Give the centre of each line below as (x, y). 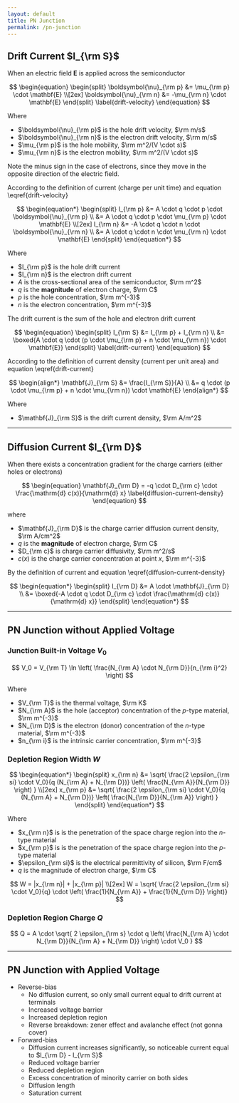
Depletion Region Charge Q (55, 918)
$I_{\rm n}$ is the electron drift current (74, 274)
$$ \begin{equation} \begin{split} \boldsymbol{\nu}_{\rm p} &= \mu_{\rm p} (119, 87)
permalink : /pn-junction (44, 27)
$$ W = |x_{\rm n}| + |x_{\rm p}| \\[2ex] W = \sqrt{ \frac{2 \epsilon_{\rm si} (119, 884)
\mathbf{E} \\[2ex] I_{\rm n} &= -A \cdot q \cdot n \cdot (119, 224)
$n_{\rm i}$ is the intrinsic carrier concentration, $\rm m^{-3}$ (109, 740)
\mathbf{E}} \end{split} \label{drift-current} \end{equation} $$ (119, 348)
